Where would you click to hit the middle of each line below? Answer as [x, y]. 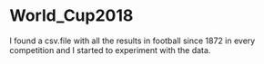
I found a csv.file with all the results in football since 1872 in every [132, 41]
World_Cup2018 [71, 16]
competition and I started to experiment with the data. [110, 50]
